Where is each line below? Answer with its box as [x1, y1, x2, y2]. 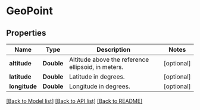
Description [96, 46, 131, 54]
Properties [6, 28, 46, 38]
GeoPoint [6, 4, 54, 18]
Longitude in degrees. [69, 82, 130, 90]
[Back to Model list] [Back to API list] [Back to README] [6, 98, 143, 105]
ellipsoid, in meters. [69, 63, 124, 71]
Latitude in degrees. [69, 73, 125, 81]
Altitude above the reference [69, 55, 149, 64]
